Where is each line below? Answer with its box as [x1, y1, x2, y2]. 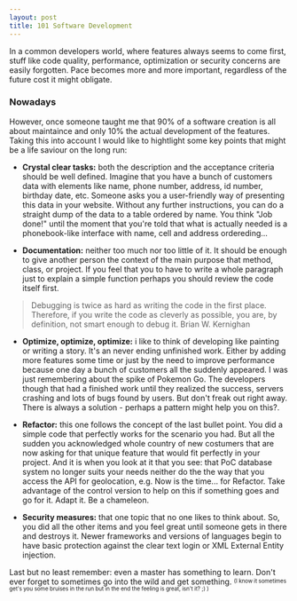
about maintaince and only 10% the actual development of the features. [9, 125, 270, 136]
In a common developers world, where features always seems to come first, [9, 45, 286, 56]
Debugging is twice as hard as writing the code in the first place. [30, 299, 268, 311]
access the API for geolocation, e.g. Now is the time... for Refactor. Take [21, 476, 285, 486]
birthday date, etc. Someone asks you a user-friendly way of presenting [21, 190, 285, 201]
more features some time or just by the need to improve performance [21, 354, 276, 365]
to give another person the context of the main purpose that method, [21, 254, 273, 265]
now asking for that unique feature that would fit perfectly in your [21, 447, 261, 458]
